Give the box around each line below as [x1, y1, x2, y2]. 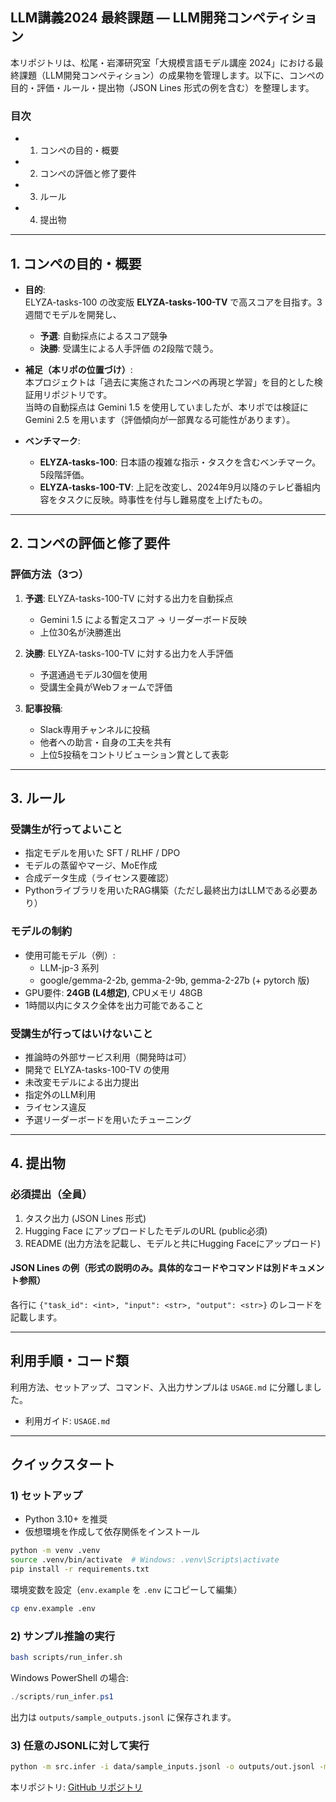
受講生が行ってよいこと [10, 822, 123, 836]
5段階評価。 [39, 468, 90, 480]
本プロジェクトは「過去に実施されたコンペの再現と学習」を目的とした [24, 376, 315, 388]
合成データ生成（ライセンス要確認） [24, 872, 175, 884]
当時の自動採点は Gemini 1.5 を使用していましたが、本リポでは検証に [24, 401, 309, 413]
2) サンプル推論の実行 [10, 1629, 116, 1643]
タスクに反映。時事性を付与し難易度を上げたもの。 [57, 493, 268, 505]
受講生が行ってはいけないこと [10, 1026, 153, 1040]
